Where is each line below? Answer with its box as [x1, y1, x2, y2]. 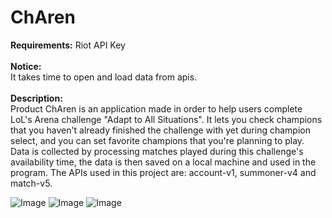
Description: [10, 92, 63, 104]
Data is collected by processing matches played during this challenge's [10, 145, 304, 157]
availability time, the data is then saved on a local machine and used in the [10, 156, 317, 168]
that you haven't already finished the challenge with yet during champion [10, 124, 311, 136]
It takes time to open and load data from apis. [10, 71, 198, 83]
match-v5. [10, 177, 53, 189]
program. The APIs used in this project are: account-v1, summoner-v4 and [10, 166, 317, 178]
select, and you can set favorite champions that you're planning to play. [10, 134, 305, 146]
